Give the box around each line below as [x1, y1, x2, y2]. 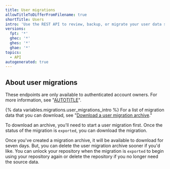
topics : [5, 50, 22, 55]
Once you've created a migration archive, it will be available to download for [5, 138, 163, 144]
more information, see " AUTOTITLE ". [5, 97, 82, 103]
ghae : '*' [10, 45, 30, 50]
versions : [5, 26, 26, 31]
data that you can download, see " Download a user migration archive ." [5, 112, 153, 118]
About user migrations [5, 78, 78, 87]
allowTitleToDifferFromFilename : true [5, 12, 87, 17]
